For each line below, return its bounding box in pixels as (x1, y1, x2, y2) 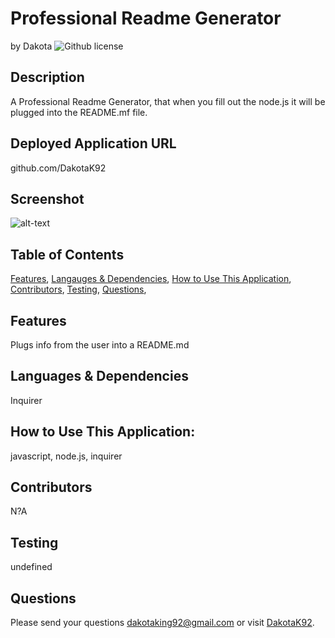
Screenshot (10, 190, 85, 207)
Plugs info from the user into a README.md (10, 339, 190, 351)
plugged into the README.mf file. (10, 106, 148, 118)
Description (10, 69, 85, 86)
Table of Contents (10, 246, 125, 263)
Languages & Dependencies (10, 368, 189, 385)
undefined (10, 561, 53, 573)
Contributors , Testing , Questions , (10, 283, 147, 296)
